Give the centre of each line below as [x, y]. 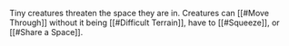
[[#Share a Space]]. [46, 32]
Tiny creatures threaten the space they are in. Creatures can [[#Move [140, 13]
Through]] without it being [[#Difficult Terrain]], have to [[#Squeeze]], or [144, 23]
